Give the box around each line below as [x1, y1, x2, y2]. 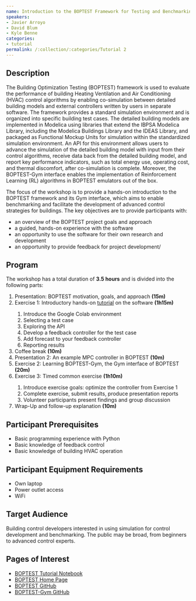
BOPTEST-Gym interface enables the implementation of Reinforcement [6, 171, 177, 178]
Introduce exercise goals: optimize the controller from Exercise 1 [23, 384, 178, 391]
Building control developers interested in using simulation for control [6, 524, 170, 532]
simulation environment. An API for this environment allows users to [6, 140, 169, 147]
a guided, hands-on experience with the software [14, 224, 134, 232]
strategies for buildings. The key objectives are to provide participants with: [6, 207, 188, 214]
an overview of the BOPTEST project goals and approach [14, 218, 152, 225]
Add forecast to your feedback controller [23, 336, 121, 343]
